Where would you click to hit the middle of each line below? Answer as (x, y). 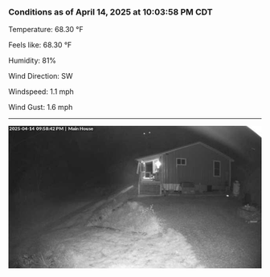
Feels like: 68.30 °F (40, 45)
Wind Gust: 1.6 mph (41, 108)
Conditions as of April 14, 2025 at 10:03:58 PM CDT (110, 12)
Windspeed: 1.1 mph (41, 92)
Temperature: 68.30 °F (46, 30)
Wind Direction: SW (41, 76)
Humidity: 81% (33, 61)
